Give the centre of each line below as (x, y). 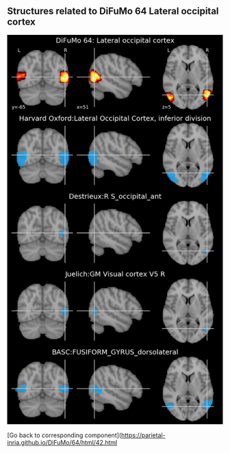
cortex (21, 22)
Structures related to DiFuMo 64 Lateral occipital (113, 11)
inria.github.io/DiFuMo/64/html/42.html (62, 443)
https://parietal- (143, 435)
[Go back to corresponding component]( (64, 435)
